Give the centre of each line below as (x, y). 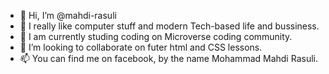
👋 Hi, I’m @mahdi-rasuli (68, 15)
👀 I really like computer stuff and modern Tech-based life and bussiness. (169, 26)
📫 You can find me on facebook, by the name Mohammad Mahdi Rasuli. (168, 58)
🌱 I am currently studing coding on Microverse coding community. (156, 36)
